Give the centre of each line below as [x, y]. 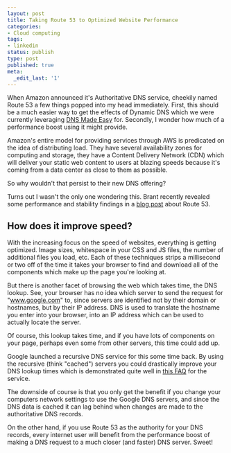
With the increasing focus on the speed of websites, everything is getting [112, 242]
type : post [23, 59]
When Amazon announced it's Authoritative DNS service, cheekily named [112, 98]
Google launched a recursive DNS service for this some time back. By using [115, 357]
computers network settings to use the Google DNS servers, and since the [113, 400]
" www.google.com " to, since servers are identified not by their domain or [112, 300]
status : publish [31, 53]
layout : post [26, 14]
